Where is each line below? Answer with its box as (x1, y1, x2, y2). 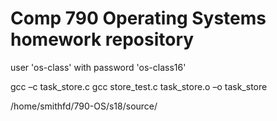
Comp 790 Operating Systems (10, 7, 267, 30)
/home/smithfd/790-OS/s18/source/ (10, 100, 158, 112)
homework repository (10, 28, 195, 51)
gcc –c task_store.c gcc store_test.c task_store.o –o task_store (10, 80, 268, 92)
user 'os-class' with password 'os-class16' (10, 61, 187, 73)
